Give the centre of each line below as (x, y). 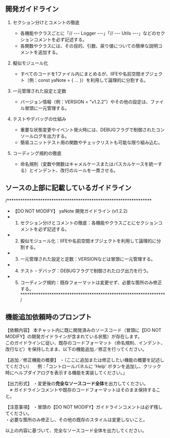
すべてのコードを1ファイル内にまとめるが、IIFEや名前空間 (80, 74)
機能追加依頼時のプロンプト (49, 317)
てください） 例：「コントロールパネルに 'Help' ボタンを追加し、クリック (83, 366)
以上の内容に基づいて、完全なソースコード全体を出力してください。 (76, 430)
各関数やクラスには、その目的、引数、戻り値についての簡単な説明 (89, 46)
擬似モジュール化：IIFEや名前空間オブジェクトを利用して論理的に (88, 241)
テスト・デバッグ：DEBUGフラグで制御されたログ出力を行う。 (86, 270)
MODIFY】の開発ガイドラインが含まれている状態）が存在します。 (74, 336)
